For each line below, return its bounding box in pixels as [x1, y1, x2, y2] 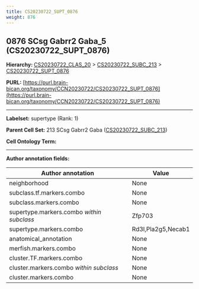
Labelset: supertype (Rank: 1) [6, 115, 79, 122]
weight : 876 [6, 14, 36, 20]
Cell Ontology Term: [6, 138, 57, 145]
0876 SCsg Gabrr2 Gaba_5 [6, 36, 107, 46]
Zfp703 [131, 212, 153, 220]
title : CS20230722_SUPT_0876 [6, 8, 78, 15]
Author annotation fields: [6, 155, 70, 162]
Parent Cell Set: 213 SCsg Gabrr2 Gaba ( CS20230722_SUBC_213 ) [6, 126, 168, 134]
